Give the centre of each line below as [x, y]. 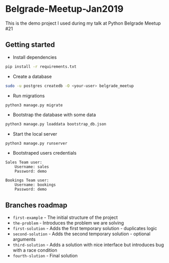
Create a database [32, 76]
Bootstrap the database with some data [54, 115]
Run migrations [29, 96]
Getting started [30, 45]
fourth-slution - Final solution [45, 256]
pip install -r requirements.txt [41, 67]
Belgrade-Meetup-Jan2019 [65, 9]
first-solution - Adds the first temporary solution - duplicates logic [85, 229]
